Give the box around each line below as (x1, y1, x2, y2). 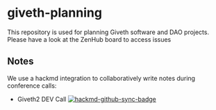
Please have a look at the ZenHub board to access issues (7, 35, 172, 43)
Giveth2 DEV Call (17, 95, 67, 103)
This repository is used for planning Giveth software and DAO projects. (7, 28, 210, 36)
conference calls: (7, 81, 57, 90)
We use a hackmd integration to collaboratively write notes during (7, 74, 196, 82)
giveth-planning (7, 5, 103, 21)
